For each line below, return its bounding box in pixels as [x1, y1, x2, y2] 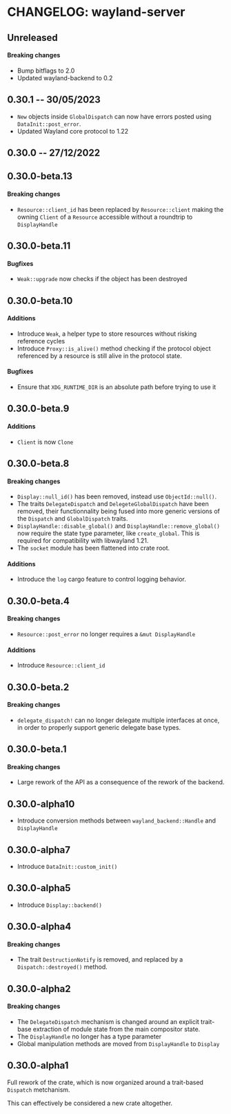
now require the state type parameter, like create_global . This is [17, 529, 200, 537]
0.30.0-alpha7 [7, 844, 71, 856]
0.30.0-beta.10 [7, 295, 73, 307]
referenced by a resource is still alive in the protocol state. [17, 351, 183, 360]
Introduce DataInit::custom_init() [17, 862, 118, 870]
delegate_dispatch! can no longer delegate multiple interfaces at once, [17, 716, 220, 724]
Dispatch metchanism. [7, 1085, 70, 1094]
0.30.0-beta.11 [7, 240, 71, 251]
